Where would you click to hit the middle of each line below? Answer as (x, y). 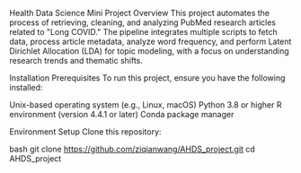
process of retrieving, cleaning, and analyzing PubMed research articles (143, 22)
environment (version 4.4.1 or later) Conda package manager (122, 114)
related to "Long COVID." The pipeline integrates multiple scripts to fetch (143, 32)
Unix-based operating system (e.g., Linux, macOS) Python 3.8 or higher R (146, 105)
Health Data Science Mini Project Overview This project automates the (140, 13)
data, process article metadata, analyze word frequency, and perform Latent (150, 41)
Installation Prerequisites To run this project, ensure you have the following (147, 78)
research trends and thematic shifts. (76, 61)
